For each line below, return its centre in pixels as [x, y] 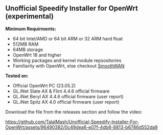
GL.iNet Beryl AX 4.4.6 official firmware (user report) [68, 96]
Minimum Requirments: [31, 29]
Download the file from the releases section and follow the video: [74, 111]
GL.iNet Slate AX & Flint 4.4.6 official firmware [61, 91]
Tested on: [17, 76]
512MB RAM [26, 44]
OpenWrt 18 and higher [37, 55]
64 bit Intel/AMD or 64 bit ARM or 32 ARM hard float [68, 38]
